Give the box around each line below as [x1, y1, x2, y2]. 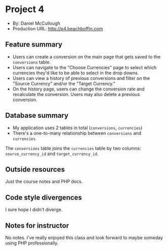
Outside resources [5, 165, 65, 174]
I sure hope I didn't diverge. [5, 207, 63, 213]
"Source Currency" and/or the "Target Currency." [12, 80, 115, 86]
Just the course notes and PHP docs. [5, 178, 83, 185]
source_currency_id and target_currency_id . [5, 150, 99, 157]
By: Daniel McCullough [12, 20, 61, 26]
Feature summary [5, 40, 62, 49]
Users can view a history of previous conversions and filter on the [12, 75, 150, 81]
